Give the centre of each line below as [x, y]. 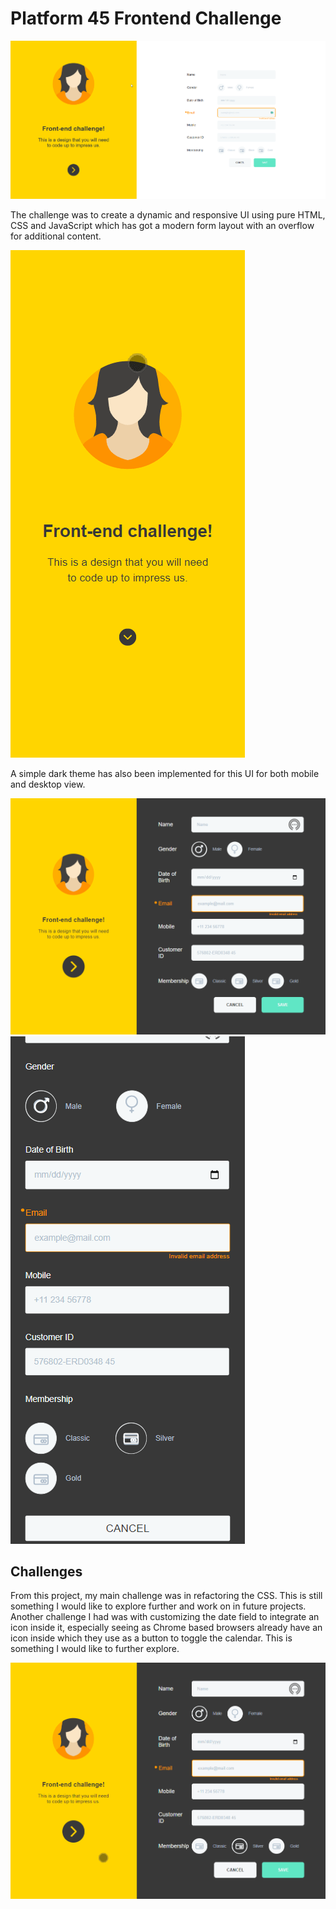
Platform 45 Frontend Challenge [146, 18]
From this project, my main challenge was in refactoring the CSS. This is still [166, 1596]
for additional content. [56, 236]
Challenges [46, 1572]
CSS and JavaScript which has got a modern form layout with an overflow [162, 225]
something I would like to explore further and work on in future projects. [158, 1606]
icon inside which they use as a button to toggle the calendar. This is [151, 1638]
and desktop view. [48, 784]
